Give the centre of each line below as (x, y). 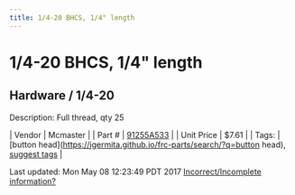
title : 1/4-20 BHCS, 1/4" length (72, 18)
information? (33, 181)
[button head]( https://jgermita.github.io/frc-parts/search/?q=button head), (147, 144)
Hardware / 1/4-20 (62, 96)
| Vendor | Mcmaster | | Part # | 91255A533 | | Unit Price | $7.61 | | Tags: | (145, 135)
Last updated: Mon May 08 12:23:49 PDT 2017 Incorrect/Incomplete (135, 172)
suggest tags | (36, 153)
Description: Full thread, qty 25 (67, 117)
